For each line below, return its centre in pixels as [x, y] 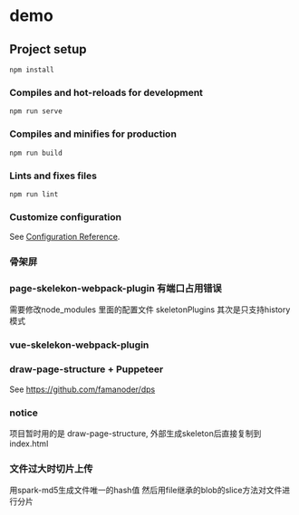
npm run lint [34, 194]
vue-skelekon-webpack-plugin [79, 345]
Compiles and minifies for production [93, 134]
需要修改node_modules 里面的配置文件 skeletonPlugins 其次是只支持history [150, 310]
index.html [29, 443]
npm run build [36, 153]
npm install [32, 70]
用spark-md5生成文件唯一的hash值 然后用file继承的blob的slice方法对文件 [146, 491]
